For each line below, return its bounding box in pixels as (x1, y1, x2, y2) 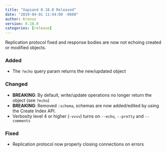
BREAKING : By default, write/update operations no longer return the (12, 92, 152, 98)
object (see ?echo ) (12, 97, 50, 103)
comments (12, 118, 31, 123)
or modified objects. (5, 45, 46, 51)
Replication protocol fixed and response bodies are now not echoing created (5, 39, 162, 45)
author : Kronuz (5, 16, 37, 21)
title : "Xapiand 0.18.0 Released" (5, 7, 77, 12)
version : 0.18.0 (5, 21, 39, 26)
